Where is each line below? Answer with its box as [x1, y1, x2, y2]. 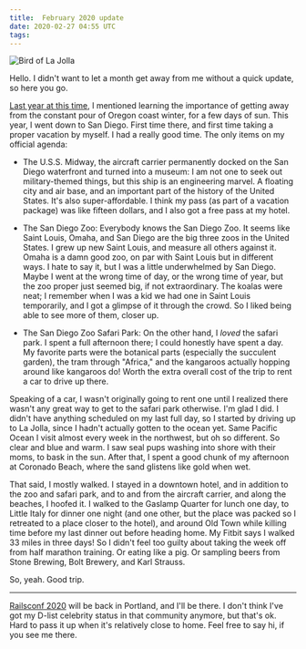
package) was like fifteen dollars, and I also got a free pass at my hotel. [22, 205, 291, 216]
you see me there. [9, 630, 77, 641]
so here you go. [9, 83, 68, 94]
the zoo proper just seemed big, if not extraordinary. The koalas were [22, 281, 283, 292]
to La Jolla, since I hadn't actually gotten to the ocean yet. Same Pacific [9, 423, 278, 434]
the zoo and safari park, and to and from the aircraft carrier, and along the [9, 489, 287, 500]
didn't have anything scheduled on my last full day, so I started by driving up [9, 413, 296, 424]
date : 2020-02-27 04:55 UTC [9, 22, 117, 31]
